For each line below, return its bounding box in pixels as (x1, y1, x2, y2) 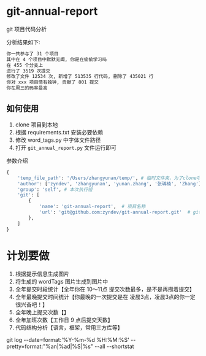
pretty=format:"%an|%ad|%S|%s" (6, 342, 94, 350)
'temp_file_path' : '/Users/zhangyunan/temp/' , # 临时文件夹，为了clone (17, 175, 197, 181)
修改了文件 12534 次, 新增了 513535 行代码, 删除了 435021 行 (6, 74, 154, 80)
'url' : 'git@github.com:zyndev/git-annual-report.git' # (39, 209, 191, 215)
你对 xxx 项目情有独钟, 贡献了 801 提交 (6, 79, 99, 85)
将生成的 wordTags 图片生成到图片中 (15, 278, 109, 285)
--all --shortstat (94, 342, 134, 350)
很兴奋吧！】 (15, 301, 48, 308)
